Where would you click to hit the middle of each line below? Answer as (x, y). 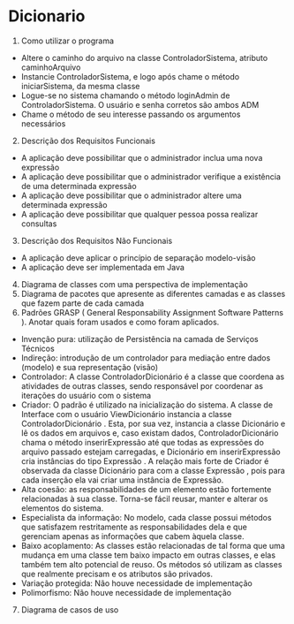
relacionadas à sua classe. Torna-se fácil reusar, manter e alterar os (144, 498)
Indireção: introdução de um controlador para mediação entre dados (146, 358)
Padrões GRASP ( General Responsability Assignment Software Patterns (152, 312)
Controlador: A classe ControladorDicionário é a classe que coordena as (152, 377)
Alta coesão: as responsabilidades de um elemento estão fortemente (146, 489)
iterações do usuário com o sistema (86, 395)
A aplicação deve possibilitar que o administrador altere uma (131, 195)
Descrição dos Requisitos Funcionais (88, 141)
